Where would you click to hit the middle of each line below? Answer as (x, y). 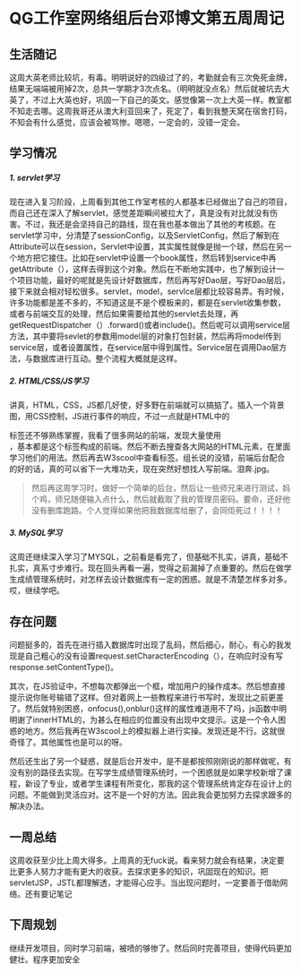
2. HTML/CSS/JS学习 (49, 381)
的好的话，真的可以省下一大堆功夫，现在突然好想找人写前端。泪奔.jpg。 (142, 469)
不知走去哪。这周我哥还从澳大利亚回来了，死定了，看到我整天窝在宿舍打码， (150, 111)
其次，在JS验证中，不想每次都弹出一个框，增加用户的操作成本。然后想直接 (147, 686)
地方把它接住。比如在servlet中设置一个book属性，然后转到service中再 (146, 258)
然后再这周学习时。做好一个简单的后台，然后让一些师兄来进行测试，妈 (161, 488)
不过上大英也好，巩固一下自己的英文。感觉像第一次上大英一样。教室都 (162, 100)
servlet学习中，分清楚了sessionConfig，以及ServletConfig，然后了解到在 (145, 236)
